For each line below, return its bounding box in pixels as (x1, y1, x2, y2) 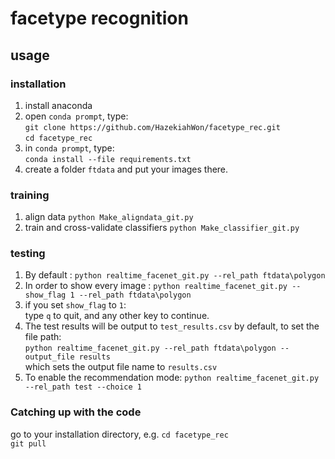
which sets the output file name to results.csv (24, 361, 218, 373)
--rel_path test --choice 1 (24, 382, 142, 392)
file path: (24, 331, 62, 343)
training (10, 188, 50, 202)
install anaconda (24, 99, 93, 111)
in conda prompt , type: (24, 142, 115, 154)
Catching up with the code (10, 405, 142, 419)
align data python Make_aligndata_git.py (24, 211, 194, 223)
